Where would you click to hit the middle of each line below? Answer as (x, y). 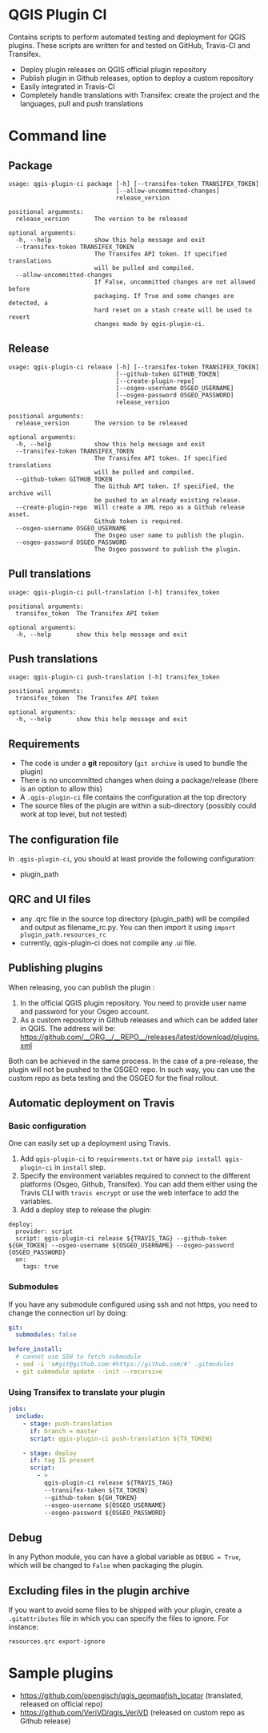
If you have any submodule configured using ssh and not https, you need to (133, 1304)
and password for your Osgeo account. (84, 1011)
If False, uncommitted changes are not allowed (175, 282)
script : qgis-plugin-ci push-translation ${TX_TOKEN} (121, 1439)
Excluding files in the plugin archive (99, 1591)
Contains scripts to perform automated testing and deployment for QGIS (127, 37)
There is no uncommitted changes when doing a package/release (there (139, 780)
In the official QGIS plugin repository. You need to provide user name (133, 1002)
